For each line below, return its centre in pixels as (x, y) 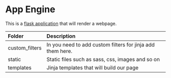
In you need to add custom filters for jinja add (101, 44)
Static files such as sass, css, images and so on (103, 59)
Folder (16, 36)
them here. (60, 51)
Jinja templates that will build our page (93, 67)
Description (61, 36)
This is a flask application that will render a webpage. (61, 23)
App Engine (30, 9)
